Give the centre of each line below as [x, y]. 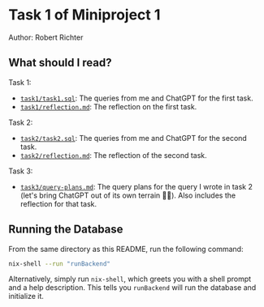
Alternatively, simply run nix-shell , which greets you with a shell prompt [130, 279]
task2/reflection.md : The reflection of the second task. [113, 155]
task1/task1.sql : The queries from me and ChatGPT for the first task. [136, 98]
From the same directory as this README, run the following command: [126, 249]
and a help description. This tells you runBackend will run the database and [132, 288]
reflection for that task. [58, 203]
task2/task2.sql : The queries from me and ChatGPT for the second [134, 138]
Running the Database [66, 230]
